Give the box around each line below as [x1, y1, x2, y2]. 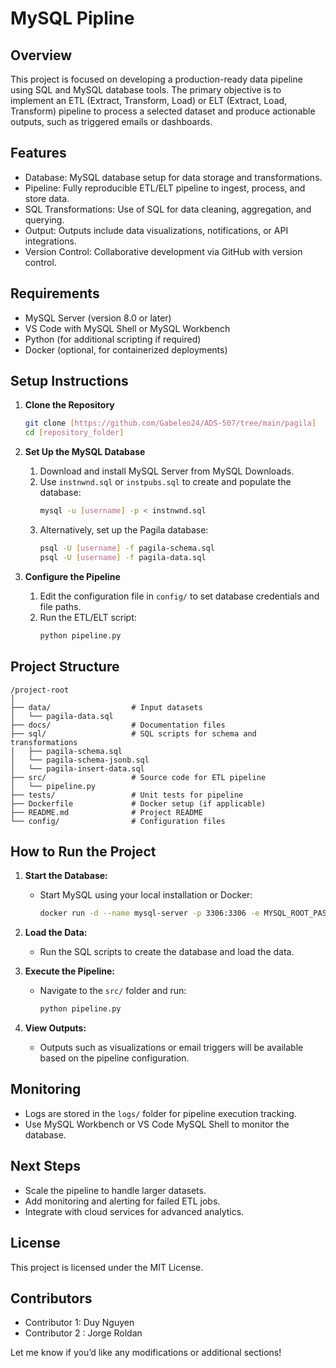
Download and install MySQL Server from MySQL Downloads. [39, 465, 295, 477]
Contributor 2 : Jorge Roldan [24, 1327, 143, 1339]
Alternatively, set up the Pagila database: [39, 524, 209, 536]
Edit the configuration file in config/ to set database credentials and [39, 590, 320, 602]
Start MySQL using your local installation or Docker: [39, 889, 253, 901]
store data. [24, 192, 70, 204]
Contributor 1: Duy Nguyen [24, 1317, 135, 1329]
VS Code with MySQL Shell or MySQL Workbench [24, 322, 231, 334]
